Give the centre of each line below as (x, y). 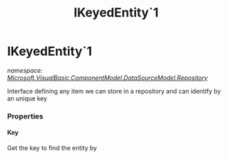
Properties (25, 116)
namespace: (25, 70)
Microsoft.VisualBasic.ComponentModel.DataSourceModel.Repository (107, 78)
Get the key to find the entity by (52, 148)
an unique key (27, 98)
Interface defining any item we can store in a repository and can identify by (114, 91)
